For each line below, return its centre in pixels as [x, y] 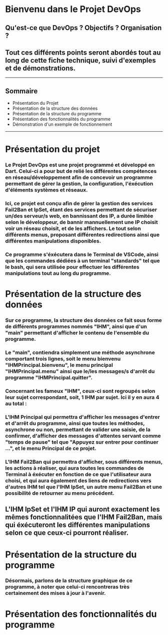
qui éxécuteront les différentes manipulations [77, 525]
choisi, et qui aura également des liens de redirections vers [78, 481]
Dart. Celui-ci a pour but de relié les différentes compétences [81, 171]
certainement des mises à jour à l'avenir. [55, 593]
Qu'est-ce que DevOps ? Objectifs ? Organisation [83, 28]
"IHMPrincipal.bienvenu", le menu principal [59, 365]
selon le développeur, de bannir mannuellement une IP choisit [82, 223]
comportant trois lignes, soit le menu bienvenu [63, 359]
